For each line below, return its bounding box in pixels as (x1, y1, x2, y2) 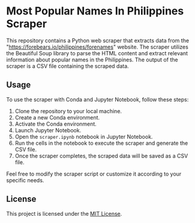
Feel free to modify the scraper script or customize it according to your (6, 170, 182, 177)
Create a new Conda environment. (14, 114, 100, 121)
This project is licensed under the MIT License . (6, 210, 122, 217)
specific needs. (6, 176, 44, 184)
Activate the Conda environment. (14, 120, 97, 127)
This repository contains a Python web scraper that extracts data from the (6, 37, 190, 44)
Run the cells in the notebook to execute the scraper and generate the (14, 139, 188, 147)
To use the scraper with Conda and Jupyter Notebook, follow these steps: (6, 96, 189, 103)
